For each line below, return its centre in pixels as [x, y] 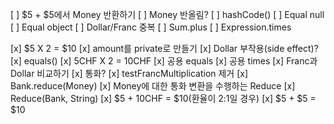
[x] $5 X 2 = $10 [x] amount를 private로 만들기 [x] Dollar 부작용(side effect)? [164, 48]
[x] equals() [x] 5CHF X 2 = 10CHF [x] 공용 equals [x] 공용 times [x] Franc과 [164, 61]
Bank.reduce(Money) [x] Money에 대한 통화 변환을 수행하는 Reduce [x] [153, 86]
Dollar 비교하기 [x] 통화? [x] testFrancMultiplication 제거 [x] [129, 73]
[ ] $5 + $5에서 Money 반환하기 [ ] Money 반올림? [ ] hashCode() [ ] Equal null [167, 14]
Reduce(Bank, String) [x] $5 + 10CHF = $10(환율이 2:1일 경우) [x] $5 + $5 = [163, 98]
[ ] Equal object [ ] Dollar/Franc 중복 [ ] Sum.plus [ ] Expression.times [151, 27]
